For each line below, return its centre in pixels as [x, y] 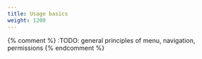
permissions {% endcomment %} [56, 48]
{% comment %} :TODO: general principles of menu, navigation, [101, 40]
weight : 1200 [27, 20]
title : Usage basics [38, 14]
